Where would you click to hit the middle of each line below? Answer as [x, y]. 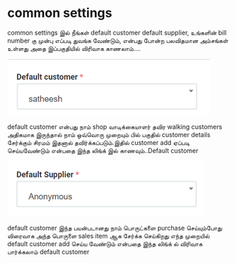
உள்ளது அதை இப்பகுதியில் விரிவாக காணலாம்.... [74, 48]
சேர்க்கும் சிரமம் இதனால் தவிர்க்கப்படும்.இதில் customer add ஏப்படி [99, 142]
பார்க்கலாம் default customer [48, 252]
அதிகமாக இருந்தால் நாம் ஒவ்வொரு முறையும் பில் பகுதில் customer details [109, 134]
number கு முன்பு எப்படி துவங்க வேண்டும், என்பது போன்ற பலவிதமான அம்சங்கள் [118, 40]
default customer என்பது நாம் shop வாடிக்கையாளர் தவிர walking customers [115, 127]
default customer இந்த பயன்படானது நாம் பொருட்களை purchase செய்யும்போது [115, 228]
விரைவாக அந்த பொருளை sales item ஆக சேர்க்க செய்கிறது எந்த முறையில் [108, 235]
